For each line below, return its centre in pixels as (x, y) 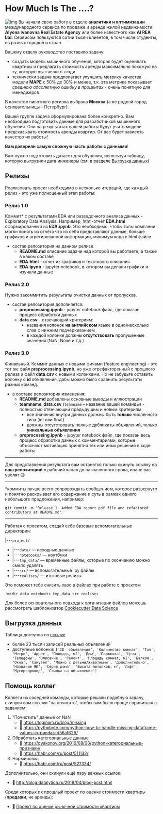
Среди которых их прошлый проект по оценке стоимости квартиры (75, 792)
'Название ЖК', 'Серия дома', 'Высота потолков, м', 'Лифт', (75, 667)
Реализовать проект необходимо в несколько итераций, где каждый (77, 188)
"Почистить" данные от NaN (41, 717)
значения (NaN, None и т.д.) (55, 341)
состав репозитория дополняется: (48, 304)
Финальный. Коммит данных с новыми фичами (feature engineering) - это (81, 364)
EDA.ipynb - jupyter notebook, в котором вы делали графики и (84, 267)
